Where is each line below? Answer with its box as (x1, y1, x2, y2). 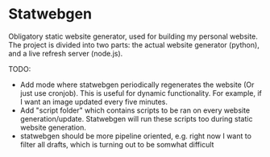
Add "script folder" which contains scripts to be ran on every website (19, 105, 251, 115)
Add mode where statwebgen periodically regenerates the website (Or (19, 80, 255, 89)
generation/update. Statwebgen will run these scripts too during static (19, 114, 253, 123)
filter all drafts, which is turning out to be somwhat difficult (19, 139, 214, 149)
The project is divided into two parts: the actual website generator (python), (8, 39, 260, 49)
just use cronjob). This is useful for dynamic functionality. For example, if (19, 88, 262, 97)
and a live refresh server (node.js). (8, 48, 123, 58)
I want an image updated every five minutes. (19, 97, 168, 106)
